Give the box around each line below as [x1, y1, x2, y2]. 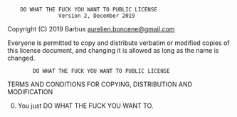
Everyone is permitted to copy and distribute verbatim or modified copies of [7, 39, 230, 47]
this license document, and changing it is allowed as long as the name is [7, 46, 219, 54]
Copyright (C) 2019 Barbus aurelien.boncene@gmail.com [7, 25, 175, 33]
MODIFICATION [7, 88, 53, 96]
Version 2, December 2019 [58, 12, 135, 19]
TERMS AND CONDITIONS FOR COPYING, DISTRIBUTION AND [7, 80, 193, 88]
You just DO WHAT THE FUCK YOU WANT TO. [17, 101, 154, 110]
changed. [7, 54, 36, 62]
